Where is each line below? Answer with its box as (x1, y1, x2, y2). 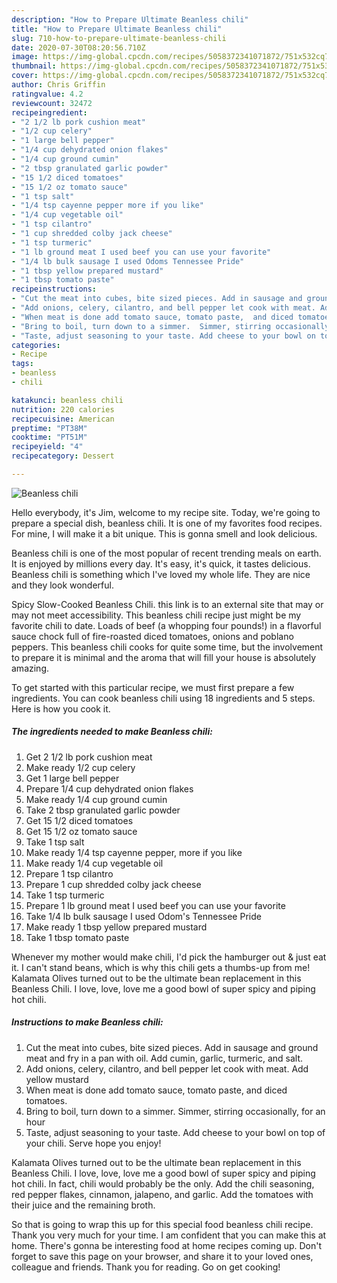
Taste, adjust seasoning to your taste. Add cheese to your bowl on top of (25, 1126, 326, 1138)
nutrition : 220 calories (11, 404, 115, 415)
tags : (11, 359, 34, 369)
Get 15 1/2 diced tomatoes (25, 814, 134, 826)
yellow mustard (25, 1073, 89, 1085)
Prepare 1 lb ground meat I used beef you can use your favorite (25, 899, 286, 911)
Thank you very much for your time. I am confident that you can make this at (11, 1229, 327, 1241)
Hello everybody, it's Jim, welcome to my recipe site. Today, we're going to (11, 506, 321, 518)
